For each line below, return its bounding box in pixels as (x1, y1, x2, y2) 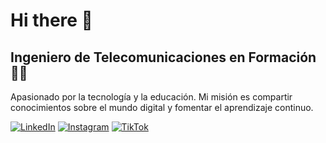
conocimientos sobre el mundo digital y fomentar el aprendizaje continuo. (10, 102, 314, 113)
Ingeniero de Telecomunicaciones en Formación (10, 49, 317, 66)
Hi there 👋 (10, 9, 93, 32)
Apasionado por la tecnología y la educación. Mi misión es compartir (10, 91, 293, 103)
